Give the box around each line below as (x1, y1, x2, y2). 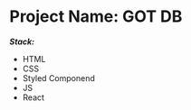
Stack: (9, 36, 35, 47)
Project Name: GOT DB (9, 6, 183, 27)
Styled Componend (22, 72, 95, 83)
